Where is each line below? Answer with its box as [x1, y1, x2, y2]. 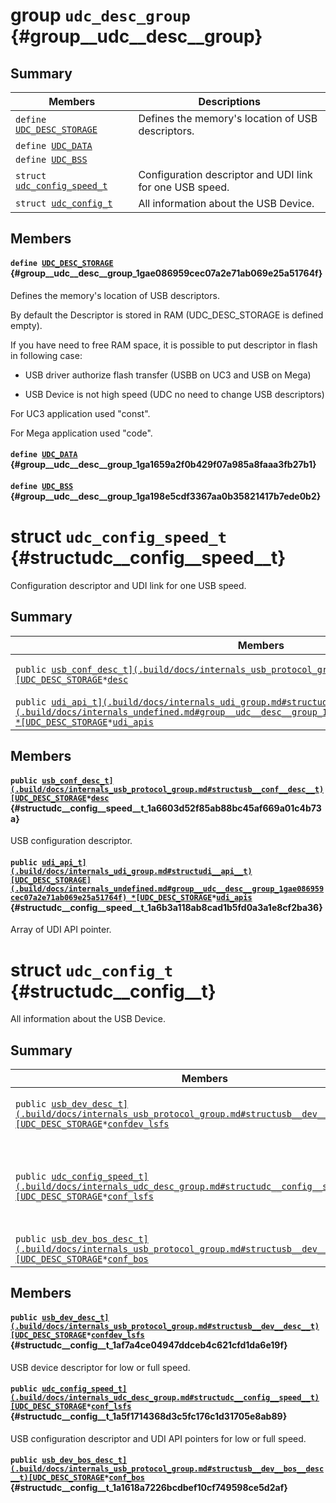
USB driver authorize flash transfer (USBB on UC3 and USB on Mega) [24, 369, 312, 381]
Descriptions [198, 95, 261, 108]
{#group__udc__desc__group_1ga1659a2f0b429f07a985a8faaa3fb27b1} [10, 459, 317, 471]
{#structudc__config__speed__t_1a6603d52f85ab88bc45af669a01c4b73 [10, 802, 322, 814]
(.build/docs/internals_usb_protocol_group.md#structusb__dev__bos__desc [10, 1464, 325, 1474]
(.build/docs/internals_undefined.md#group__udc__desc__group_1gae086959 [10, 884, 325, 894]
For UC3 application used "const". [10, 407, 151, 419]
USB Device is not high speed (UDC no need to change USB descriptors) [24, 388, 325, 400]
